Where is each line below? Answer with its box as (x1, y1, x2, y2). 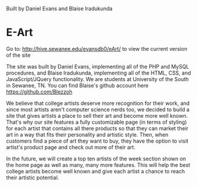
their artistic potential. (6, 174, 60, 181)
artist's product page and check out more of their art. (6, 143, 136, 150)
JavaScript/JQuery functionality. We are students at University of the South (6, 75, 189, 82)
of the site (6, 51, 31, 59)
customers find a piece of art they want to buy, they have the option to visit (6, 137, 189, 144)
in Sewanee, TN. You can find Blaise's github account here (6, 82, 149, 89)
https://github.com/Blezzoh (6, 88, 73, 95)
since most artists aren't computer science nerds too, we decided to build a (6, 106, 190, 113)
